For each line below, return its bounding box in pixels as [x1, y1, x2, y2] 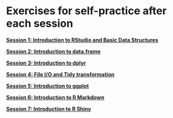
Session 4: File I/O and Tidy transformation [6, 71, 115, 78]
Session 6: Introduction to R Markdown [6, 94, 105, 101]
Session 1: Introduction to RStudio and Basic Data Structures [6, 36, 159, 43]
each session [6, 17, 73, 30]
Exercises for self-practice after [6, 4, 167, 18]
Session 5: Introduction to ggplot [6, 82, 89, 90]
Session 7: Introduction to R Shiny [6, 105, 92, 112]
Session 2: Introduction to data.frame [6, 47, 101, 55]
